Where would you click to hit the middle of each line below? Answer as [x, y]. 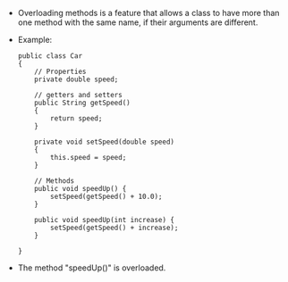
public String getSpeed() [83, 103]
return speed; [76, 119]
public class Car [50, 56]
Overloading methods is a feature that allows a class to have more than [148, 13]
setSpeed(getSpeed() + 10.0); [106, 196]
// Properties [60, 71]
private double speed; [76, 79]
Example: [35, 40]
